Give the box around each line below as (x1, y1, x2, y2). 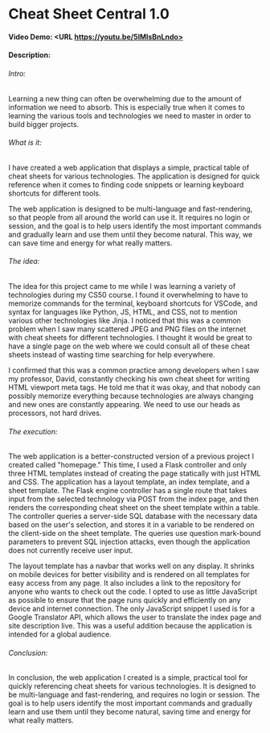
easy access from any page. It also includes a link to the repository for (8, 579, 241, 588)
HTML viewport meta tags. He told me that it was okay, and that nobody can (8, 382, 261, 392)
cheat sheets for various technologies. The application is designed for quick (8, 171, 260, 181)
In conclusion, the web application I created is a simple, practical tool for (8, 673, 248, 682)
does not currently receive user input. (8, 546, 133, 555)
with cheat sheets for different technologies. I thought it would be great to (8, 332, 253, 342)
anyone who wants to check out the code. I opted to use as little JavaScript (8, 587, 257, 596)
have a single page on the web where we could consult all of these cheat (8, 341, 251, 351)
